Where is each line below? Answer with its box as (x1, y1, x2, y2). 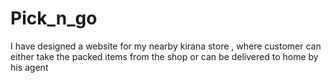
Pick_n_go (10, 7, 98, 30)
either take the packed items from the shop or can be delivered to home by (10, 50, 319, 62)
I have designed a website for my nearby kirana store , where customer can (10, 40, 322, 52)
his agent (10, 61, 49, 73)
